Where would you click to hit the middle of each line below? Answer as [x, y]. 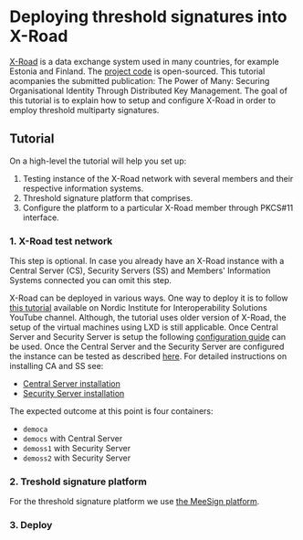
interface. [41, 217]
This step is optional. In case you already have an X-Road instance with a [147, 261]
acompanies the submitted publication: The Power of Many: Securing [140, 80]
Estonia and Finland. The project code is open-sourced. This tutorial [137, 71]
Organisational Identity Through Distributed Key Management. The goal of [148, 90]
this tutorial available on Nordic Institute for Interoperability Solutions [138, 308]
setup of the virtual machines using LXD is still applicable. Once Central [144, 327]
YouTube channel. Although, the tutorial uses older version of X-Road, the [148, 318]
